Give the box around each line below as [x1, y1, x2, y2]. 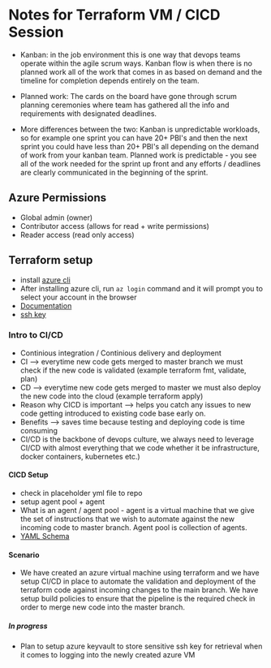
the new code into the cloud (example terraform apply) [19, 391, 204, 401]
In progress [8, 621, 48, 631]
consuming [19, 425, 58, 435]
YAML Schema [19, 532, 70, 541]
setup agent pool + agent [19, 497, 105, 506]
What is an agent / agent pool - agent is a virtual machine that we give [19, 506, 256, 515]
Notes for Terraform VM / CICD [8, 6, 221, 24]
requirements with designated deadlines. [19, 108, 157, 119]
